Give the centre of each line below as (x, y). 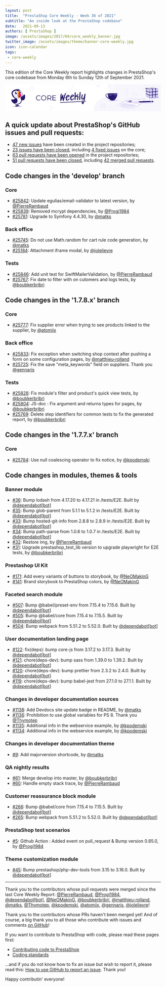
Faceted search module (34, 594)
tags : (11, 52)
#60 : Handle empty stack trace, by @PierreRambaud (66, 783)
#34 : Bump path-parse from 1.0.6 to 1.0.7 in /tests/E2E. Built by (76, 532)
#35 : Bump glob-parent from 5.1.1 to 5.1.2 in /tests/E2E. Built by (76, 511)
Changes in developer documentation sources (62, 699)
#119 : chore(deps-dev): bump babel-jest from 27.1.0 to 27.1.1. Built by (82, 681)
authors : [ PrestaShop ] (31, 31)
